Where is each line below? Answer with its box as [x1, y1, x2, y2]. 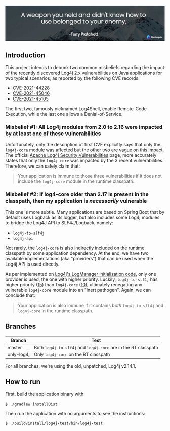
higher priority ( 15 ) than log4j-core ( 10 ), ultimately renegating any [5, 281, 143, 287]
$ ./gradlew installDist [5, 402, 58, 407]
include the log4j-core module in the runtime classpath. [17, 178, 135, 184]
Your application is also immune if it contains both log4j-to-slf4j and [17, 302, 163, 308]
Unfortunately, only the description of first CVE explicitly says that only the [5, 142, 161, 148]
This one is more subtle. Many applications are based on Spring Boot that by [5, 209, 165, 215]
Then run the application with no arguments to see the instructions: [5, 410, 145, 416]
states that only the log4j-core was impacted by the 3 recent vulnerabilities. [5, 158, 164, 164]
